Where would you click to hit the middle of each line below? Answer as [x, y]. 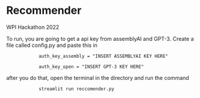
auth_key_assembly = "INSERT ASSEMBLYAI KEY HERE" [103, 56]
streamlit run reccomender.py [76, 89]
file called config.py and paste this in [52, 45]
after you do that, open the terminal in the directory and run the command [98, 78]
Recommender [44, 11]
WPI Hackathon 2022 [33, 27]
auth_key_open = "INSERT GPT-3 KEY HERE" [91, 67]
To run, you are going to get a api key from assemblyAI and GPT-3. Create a [100, 38]
